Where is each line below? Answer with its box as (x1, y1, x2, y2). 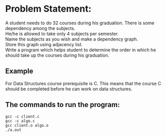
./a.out (5, 127, 22, 132)
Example (5, 67, 34, 76)
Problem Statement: (5, 3, 92, 15)
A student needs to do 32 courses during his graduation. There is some (5, 20, 155, 26)
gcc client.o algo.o (5, 123, 49, 128)
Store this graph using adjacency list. (5, 41, 83, 47)
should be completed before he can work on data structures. (5, 86, 132, 92)
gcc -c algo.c (5, 118, 36, 123)
